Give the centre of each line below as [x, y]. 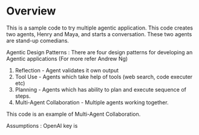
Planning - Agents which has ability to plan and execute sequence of [100, 89]
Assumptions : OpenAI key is [42, 125]
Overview [31, 11]
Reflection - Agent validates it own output [67, 70]
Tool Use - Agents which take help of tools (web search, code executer [104, 77]
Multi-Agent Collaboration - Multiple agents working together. [92, 102]
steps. [23, 96]
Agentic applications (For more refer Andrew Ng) [67, 58]
